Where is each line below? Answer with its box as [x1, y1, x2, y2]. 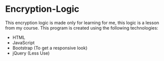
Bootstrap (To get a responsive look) [12, 45, 88, 51]
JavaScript [12, 39, 35, 45]
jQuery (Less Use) [12, 50, 50, 56]
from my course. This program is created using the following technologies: [5, 25, 159, 30]
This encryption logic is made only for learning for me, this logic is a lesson [5, 20, 160, 26]
